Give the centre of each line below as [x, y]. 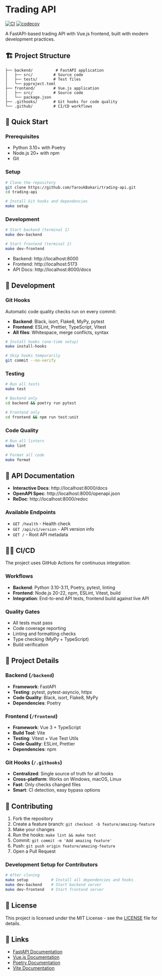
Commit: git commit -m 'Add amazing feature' [62, 840]
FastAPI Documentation [38, 952]
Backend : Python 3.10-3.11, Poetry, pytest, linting [64, 587]
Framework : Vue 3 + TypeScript [47, 727]
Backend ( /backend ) [30, 675]
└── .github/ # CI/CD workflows [49, 106]
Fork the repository [33, 819]
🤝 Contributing [29, 806]
